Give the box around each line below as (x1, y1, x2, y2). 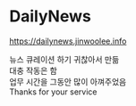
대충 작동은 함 (9, 65, 58, 76)
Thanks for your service (9, 86, 98, 97)
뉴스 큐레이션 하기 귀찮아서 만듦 (9, 53, 120, 64)
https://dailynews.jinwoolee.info (9, 36, 127, 46)
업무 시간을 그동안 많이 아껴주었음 (9, 76, 127, 86)
